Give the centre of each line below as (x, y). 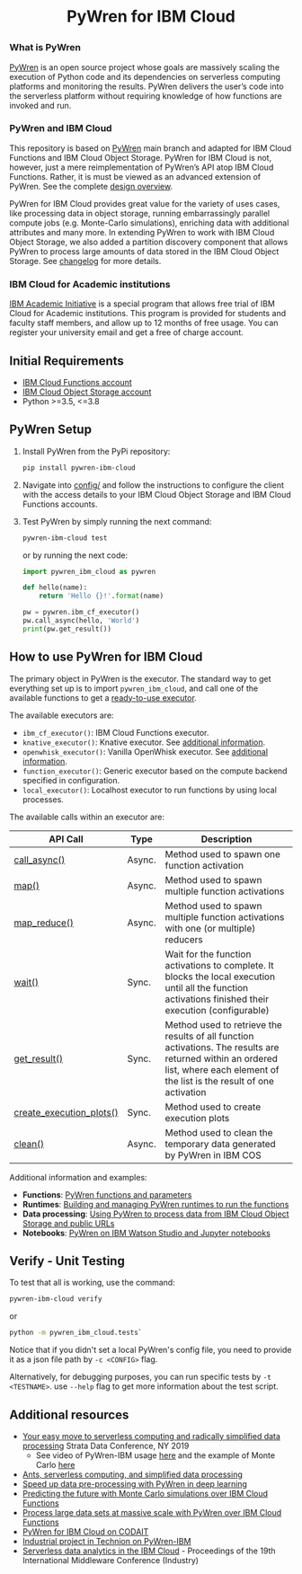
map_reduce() (44, 923)
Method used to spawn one (223, 853)
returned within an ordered (222, 1058)
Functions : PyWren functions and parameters (107, 1194)
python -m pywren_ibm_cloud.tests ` (76, 1333)
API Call (66, 839)
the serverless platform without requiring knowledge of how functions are (146, 95)
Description (226, 839)
